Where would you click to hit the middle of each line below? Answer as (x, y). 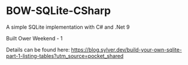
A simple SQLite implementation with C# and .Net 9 (68, 27)
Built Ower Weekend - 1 (35, 38)
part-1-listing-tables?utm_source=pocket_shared (65, 56)
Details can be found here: (38, 49)
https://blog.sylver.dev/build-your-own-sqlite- (127, 49)
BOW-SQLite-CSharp (59, 11)
